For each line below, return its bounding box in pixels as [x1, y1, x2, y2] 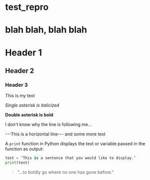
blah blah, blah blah [5, 24, 88, 36]
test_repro [5, 1, 49, 13]
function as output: [5, 146, 44, 152]
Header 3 [5, 81, 28, 88]
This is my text [5, 93, 35, 99]
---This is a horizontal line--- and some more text [5, 131, 106, 137]
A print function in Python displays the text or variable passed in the [5, 141, 146, 147]
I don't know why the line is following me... [5, 121, 92, 127]
